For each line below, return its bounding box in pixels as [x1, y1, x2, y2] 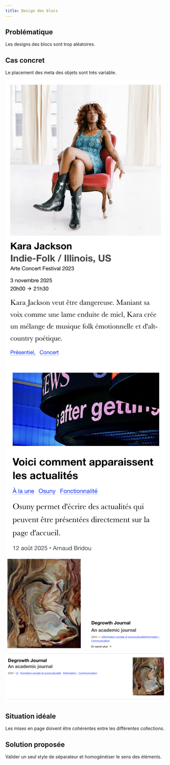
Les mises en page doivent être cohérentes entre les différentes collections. [5, 725, 164, 731]
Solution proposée [5, 740, 65, 749]
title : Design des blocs [5, 8, 58, 13]
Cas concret [5, 56, 45, 65]
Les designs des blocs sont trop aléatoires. [5, 41, 96, 47]
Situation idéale [5, 711, 56, 721]
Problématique [5, 28, 53, 37]
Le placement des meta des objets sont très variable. [5, 69, 117, 76]
